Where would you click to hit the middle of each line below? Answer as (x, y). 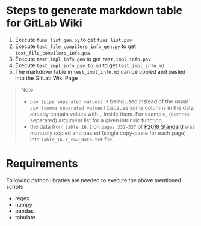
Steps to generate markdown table (94, 10)
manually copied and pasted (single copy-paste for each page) (108, 133)
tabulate (25, 217)
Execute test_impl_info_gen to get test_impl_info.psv (83, 59)
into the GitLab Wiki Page (46, 78)
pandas (24, 211)
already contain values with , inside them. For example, (99, 114)
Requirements (42, 164)
